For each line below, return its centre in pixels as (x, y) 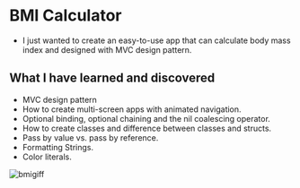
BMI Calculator (66, 16)
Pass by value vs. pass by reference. (90, 137)
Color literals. (47, 157)
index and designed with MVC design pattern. (107, 49)
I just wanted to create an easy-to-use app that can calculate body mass (156, 40)
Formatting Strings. (58, 147)
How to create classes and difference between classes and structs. (147, 128)
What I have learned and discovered (112, 78)
